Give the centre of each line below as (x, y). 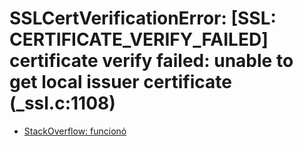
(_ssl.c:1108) (62, 103)
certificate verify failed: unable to (151, 61)
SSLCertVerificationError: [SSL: (143, 18)
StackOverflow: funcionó (75, 131)
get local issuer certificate (120, 82)
